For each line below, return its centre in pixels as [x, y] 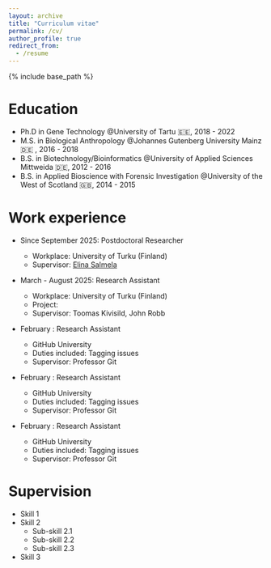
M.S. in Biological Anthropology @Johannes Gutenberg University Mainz [141, 140]
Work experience [68, 218]
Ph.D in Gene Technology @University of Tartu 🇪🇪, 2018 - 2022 [127, 131]
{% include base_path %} [51, 76]
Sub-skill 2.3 [53, 548]
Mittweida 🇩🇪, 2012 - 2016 [66, 167]
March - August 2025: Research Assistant [90, 280]
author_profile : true [45, 38]
